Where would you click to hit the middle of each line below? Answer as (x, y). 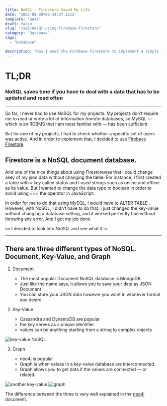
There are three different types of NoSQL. (71, 249)
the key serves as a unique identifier (57, 324)
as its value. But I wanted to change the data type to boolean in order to (78, 188)
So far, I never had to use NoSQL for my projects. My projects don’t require (82, 113)
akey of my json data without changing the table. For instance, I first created (83, 177)
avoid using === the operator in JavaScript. (50, 193)
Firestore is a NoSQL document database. (71, 160)
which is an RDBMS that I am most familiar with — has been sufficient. (77, 124)
